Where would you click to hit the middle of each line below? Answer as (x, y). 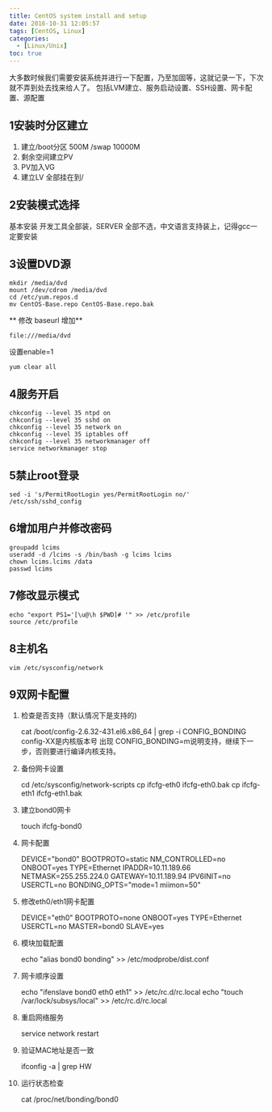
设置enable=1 (31, 352)
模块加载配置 (42, 943)
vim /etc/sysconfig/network (56, 668)
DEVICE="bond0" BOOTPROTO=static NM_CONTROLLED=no (123, 859)
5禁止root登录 (44, 475)
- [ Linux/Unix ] (42, 46)
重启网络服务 (42, 1017)
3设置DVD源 (40, 264)
